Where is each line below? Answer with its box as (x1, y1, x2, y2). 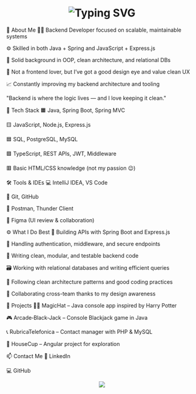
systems (6, 32, 27, 40)
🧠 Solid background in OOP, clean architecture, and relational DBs (6, 56, 171, 63)
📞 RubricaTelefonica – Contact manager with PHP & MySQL (6, 328, 153, 335)
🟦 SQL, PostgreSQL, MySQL (6, 135, 78, 142)
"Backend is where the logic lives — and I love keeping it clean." (6, 94, 167, 102)
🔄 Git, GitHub (6, 192, 39, 200)
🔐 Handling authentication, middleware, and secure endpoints (6, 240, 161, 247)
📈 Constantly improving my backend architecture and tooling (6, 80, 160, 88)
